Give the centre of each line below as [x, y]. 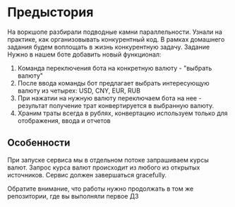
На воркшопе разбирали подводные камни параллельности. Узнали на [115, 32]
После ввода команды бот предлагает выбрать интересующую [113, 83]
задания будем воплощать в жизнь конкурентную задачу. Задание [109, 47]
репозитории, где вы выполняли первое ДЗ [73, 196]
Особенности [39, 143]
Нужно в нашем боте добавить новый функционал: [84, 54]
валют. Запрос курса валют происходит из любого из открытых [104, 167]
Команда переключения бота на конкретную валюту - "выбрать [115, 68]
